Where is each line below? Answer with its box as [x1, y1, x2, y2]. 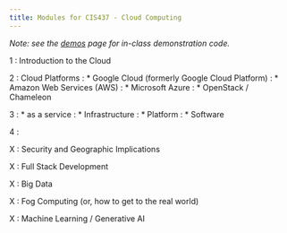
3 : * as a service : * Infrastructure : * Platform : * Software [9, 108, 225, 119]
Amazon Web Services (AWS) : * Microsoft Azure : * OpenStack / [9, 82, 249, 92]
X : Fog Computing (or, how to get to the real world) [9, 195, 199, 206]
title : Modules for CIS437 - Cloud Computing [9, 13, 181, 22]
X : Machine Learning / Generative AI [9, 212, 146, 224]
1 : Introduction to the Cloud [9, 55, 112, 65]
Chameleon [9, 91, 52, 102]
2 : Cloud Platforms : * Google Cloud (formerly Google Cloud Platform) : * [9, 73, 279, 83]
